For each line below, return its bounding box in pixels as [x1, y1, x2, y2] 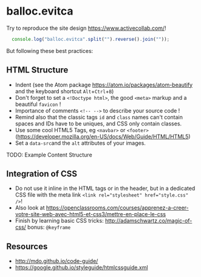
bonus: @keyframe [27, 223, 71, 231]
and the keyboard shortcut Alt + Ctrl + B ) [15, 87, 114, 95]
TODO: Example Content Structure [6, 151, 92, 158]
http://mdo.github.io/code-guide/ [15, 258, 98, 265]
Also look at [15, 204, 45, 211]
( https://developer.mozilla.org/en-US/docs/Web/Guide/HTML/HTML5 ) [15, 133, 191, 140]
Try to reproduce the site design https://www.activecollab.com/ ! [6, 24, 166, 32]
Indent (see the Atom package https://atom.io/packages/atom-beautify [15, 81, 193, 88]
